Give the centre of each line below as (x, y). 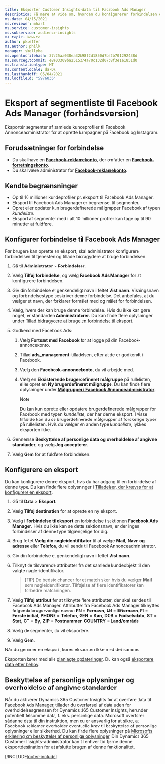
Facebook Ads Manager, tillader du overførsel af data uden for (68, 705)
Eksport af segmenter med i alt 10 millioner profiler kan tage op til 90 (82, 219)
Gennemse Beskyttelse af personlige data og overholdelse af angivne (84, 439)
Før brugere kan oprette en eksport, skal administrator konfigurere (72, 251)
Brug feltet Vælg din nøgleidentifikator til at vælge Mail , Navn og (79, 540)
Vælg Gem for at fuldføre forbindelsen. (51, 454)
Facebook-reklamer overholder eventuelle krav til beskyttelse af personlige (81, 726)
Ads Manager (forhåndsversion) (72, 113)
